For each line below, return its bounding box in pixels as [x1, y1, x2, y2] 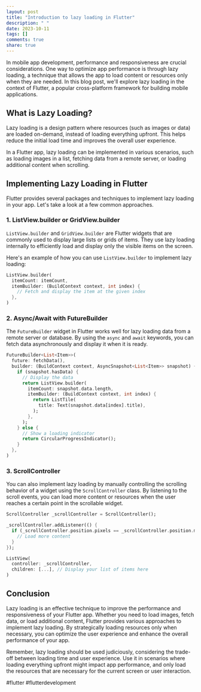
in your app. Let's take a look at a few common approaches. [6, 201, 154, 208]
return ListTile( [32, 397, 77, 403]
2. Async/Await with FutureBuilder [6, 314, 108, 322]
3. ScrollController [6, 467, 61, 475]
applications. [6, 91, 38, 98]
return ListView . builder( [22, 380, 87, 386]
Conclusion [6, 589, 50, 599]
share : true [6, 43, 36, 49]
